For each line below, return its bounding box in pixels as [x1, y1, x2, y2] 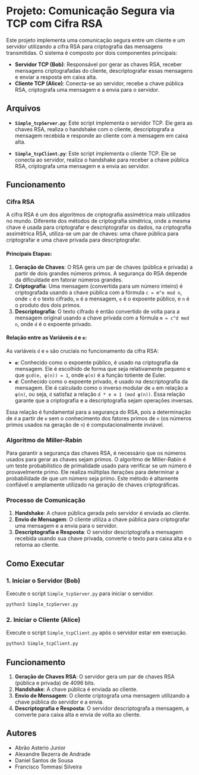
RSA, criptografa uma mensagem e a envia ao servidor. [14, 162, 150, 169]
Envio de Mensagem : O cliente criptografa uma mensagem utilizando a [14, 692, 190, 699]
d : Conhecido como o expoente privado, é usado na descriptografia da [14, 377, 188, 385]
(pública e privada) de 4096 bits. [14, 679, 96, 686]
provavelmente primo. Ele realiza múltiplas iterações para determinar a [6, 469, 179, 476]
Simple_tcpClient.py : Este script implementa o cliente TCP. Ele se [14, 150, 176, 157]
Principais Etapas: [6, 250, 52, 258]
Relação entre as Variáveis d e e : [6, 334, 87, 341]
